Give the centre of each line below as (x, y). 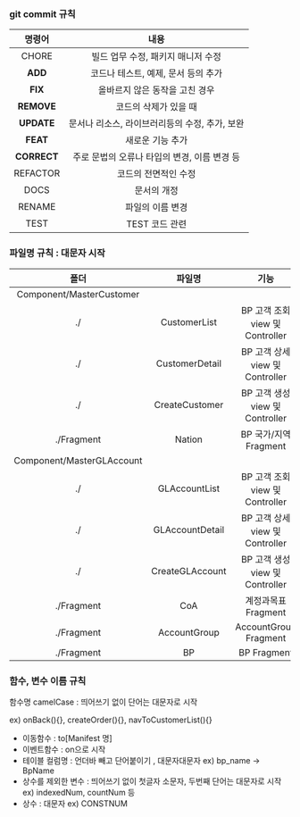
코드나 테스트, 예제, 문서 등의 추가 (157, 73)
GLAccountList (189, 488)
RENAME (37, 207)
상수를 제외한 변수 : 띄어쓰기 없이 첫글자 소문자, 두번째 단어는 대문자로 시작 (152, 781)
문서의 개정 (156, 191)
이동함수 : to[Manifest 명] (67, 738)
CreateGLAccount (189, 571)
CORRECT (37, 156)
